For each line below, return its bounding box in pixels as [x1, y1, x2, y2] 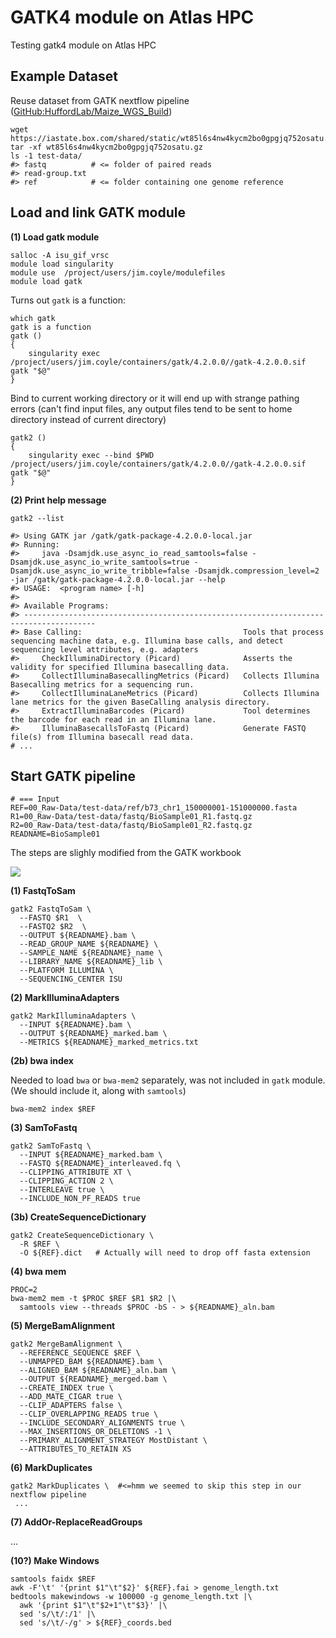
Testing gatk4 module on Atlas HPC [10, 39, 157, 51]
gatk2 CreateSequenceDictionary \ [10, 1231, 155, 1241]
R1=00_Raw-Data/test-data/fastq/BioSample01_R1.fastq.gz [10, 812, 253, 822]
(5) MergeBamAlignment [10, 1320, 116, 1332]
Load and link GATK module [10, 204, 187, 221]
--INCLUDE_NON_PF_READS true [19, 1194, 141, 1204]
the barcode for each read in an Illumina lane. [10, 714, 217, 725]
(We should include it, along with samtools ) [10, 1085, 187, 1097]
